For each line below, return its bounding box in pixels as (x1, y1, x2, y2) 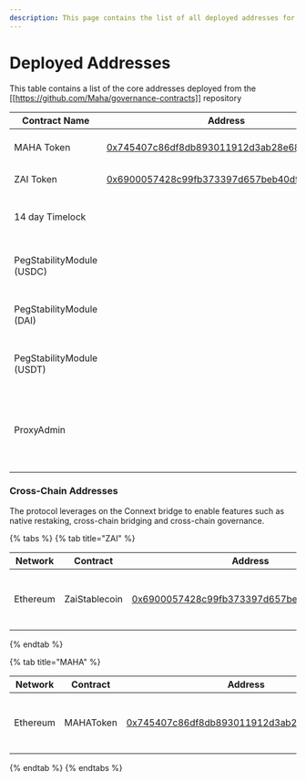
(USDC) (14, 265, 47, 278)
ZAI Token (14, 172, 57, 185)
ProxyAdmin (14, 423, 66, 436)
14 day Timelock (14, 211, 87, 223)
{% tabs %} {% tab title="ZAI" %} (9, 532, 136, 543)
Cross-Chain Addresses (9, 485, 118, 498)
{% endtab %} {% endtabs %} (9, 762, 123, 773)
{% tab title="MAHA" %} (9, 656, 101, 667)
